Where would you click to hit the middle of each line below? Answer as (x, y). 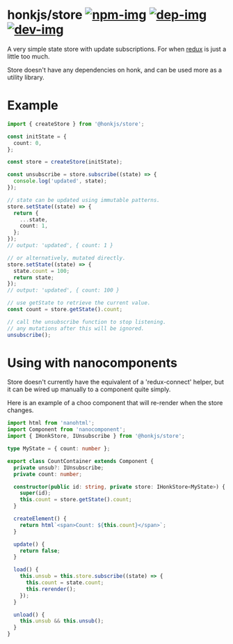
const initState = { (37, 136)
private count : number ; (48, 474)
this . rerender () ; (51, 589)
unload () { (29, 615)
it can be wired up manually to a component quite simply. (89, 389)
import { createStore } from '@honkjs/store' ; (76, 124)
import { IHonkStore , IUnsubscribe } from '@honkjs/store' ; (96, 436)
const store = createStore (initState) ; (65, 162)
